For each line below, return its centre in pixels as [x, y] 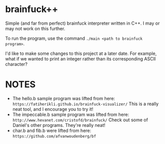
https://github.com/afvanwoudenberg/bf [54, 136]
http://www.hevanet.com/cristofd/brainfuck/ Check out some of [80, 120]
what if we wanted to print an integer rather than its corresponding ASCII [80, 58]
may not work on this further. [35, 28]
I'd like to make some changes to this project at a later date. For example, [81, 53]
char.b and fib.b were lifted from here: [52, 130]
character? [16, 64]
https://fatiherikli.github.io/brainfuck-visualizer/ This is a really [86, 104]
